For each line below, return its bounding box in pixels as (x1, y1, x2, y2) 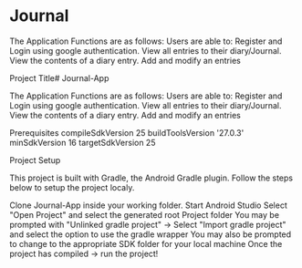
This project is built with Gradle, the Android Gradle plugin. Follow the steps (9, 172, 294, 183)
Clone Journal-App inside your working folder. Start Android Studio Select (9, 200, 287, 211)
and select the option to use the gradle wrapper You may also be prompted (9, 229, 292, 240)
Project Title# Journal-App (9, 72, 109, 83)
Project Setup (9, 154, 61, 165)
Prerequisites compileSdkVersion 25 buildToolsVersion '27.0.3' (9, 127, 245, 138)
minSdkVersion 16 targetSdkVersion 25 (9, 137, 156, 148)
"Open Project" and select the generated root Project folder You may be (9, 209, 280, 220)
